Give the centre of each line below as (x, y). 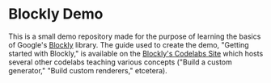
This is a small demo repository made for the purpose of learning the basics (135, 36)
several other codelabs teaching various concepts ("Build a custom (121, 62)
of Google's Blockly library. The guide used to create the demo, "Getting (129, 44)
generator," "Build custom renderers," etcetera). (88, 70)
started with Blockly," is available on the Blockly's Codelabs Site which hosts (136, 53)
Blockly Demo (56, 14)
